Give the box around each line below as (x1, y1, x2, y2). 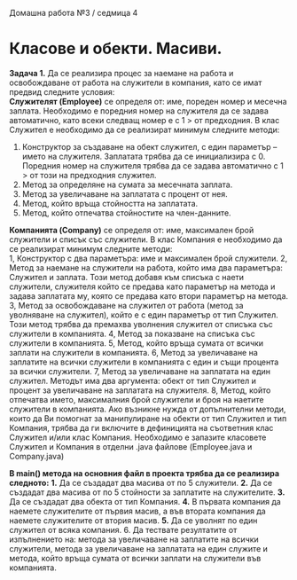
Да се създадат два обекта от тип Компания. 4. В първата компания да (9, 496, 281, 506)
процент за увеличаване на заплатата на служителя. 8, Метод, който (9, 385, 271, 396)
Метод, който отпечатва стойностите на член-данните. (21, 208, 232, 218)
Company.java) (9, 451, 65, 461)
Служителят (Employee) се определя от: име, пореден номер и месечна (9, 96, 287, 106)
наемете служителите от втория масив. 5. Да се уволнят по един (9, 514, 258, 526)
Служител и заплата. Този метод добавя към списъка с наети (9, 271, 245, 282)
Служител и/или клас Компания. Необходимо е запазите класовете (9, 432, 267, 443)
